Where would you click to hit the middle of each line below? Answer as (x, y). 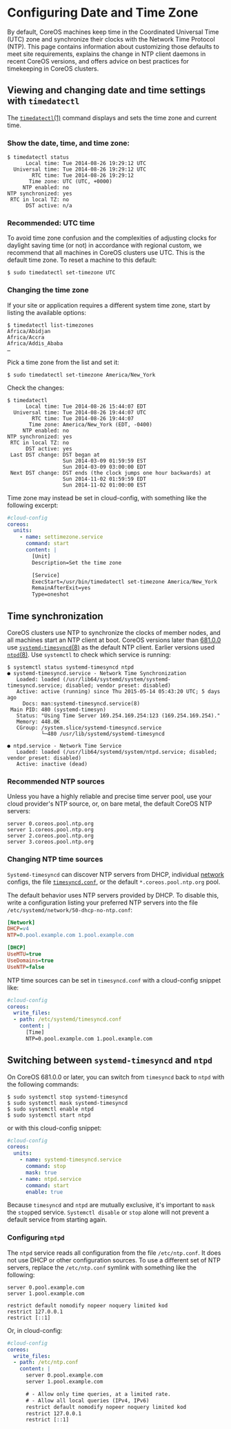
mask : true (41, 1173)
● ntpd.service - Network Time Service (64, 746)
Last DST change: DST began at (55, 455)
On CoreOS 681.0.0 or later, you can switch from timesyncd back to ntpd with (116, 1077)
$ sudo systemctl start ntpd (49, 1115)
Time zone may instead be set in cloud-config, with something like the (107, 498)
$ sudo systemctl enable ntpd (51, 1109)
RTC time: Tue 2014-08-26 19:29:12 (83, 176)
